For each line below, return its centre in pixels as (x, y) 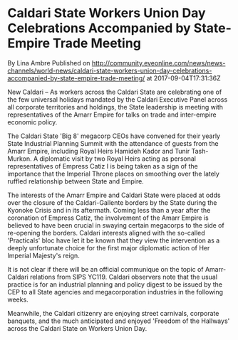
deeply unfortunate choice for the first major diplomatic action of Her (109, 248)
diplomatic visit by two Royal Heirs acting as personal (118, 159)
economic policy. (32, 122)
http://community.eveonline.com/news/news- (159, 63)
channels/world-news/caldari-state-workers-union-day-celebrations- (110, 70)
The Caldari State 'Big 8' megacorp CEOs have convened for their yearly (114, 136)
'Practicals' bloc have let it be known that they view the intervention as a (114, 240)
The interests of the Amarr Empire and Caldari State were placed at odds (114, 195)
